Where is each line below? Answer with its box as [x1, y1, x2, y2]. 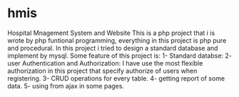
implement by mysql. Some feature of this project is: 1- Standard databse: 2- [7, 51, 232, 60]
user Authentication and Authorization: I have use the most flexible [7, 58, 203, 67]
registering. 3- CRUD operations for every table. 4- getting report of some [7, 73, 225, 83]
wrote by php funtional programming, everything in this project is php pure [7, 36, 227, 44]
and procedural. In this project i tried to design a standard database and [7, 44, 218, 52]
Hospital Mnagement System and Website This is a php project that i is [7, 29, 215, 37]
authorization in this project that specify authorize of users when [7, 66, 198, 75]
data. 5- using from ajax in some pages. [7, 81, 125, 90]
